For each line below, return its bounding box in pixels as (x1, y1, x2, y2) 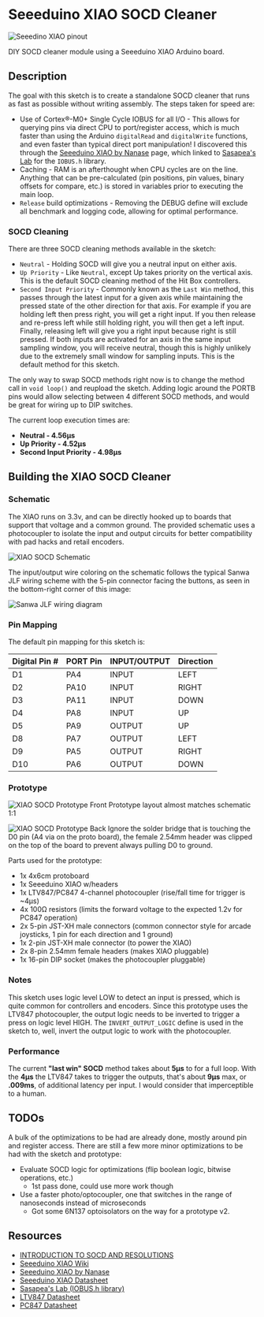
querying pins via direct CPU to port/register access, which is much (19, 122, 240, 132)
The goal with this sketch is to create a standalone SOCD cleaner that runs (8, 91, 250, 100)
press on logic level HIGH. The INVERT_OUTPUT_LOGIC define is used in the (8, 1018, 244, 1027)
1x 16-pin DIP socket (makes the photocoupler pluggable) (19, 955, 206, 965)
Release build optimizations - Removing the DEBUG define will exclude (19, 198, 248, 207)
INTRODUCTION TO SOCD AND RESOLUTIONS (19, 1250, 174, 1259)
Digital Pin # (12, 656, 59, 667)
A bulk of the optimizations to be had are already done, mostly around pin (8, 1133, 247, 1142)
